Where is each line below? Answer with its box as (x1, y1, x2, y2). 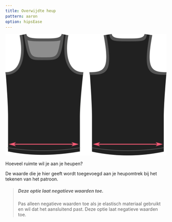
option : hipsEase (5, 19, 42, 24)
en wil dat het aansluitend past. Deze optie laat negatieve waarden (17, 206, 158, 212)
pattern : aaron (5, 13, 38, 19)
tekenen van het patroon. (5, 176, 58, 182)
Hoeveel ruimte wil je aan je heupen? (5, 160, 83, 167)
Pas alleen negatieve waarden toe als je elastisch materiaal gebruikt (17, 200, 161, 207)
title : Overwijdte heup (5, 8, 56, 13)
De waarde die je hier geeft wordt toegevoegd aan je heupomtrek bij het (5, 171, 157, 177)
